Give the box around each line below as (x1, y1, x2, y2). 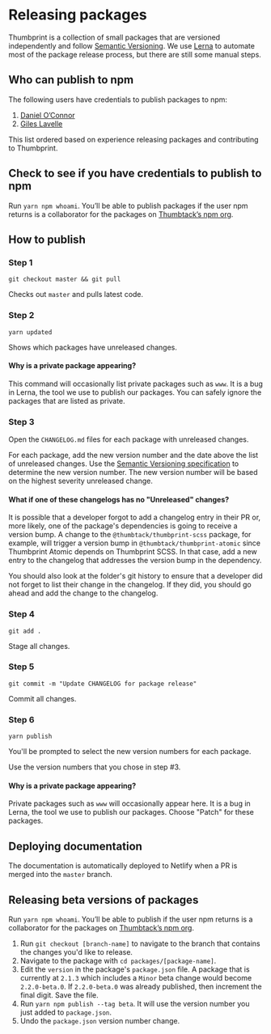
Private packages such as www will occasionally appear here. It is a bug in (8, 799, 251, 808)
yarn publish (8, 732, 53, 741)
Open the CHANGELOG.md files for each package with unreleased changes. (8, 434, 249, 444)
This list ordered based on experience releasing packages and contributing (8, 134, 259, 144)
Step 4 (8, 608, 35, 620)
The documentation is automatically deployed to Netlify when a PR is (8, 861, 238, 871)
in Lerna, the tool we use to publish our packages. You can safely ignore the (8, 387, 262, 397)
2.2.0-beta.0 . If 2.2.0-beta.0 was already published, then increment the (19, 981, 262, 991)
